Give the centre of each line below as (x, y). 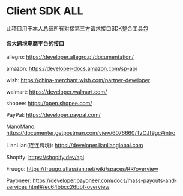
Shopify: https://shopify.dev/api (45, 158)
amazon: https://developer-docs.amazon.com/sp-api (72, 69)
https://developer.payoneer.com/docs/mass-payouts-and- (105, 180)
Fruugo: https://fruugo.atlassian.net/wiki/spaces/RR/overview (82, 169)
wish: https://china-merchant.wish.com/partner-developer (78, 80)
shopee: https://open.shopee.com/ (49, 104)
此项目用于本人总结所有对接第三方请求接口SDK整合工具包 (77, 28)
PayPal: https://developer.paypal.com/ (53, 115)
